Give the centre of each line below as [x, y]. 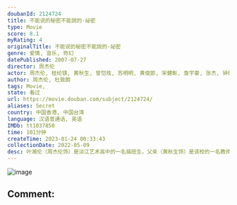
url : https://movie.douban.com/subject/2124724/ [80, 100]
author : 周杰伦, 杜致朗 [39, 80]
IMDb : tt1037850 [31, 125]
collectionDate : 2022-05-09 [49, 146]
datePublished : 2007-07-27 [47, 60]
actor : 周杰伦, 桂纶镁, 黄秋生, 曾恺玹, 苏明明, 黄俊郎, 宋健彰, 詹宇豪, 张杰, [114, 73]
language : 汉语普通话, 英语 [45, 119]
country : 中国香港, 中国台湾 [46, 112]
